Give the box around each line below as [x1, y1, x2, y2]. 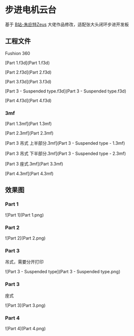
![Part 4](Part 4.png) [5, 325, 46, 331]
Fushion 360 [5, 50, 30, 56]
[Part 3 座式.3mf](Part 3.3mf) [5, 161, 63, 167]
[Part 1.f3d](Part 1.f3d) [5, 59, 50, 66]
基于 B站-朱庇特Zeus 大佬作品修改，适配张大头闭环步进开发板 [5, 21, 129, 27]
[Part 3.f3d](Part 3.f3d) [5, 78, 52, 84]
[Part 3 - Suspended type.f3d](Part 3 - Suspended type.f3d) [5, 88, 127, 94]
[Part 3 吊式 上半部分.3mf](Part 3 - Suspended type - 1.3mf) [5, 140, 125, 146]
